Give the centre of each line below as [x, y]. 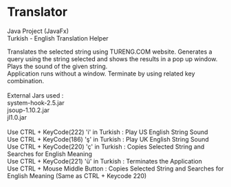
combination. [26, 80]
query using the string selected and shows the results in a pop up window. [112, 58]
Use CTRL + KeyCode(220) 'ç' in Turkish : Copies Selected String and [106, 146]
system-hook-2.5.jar [36, 102]
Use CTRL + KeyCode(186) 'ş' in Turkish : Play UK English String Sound [108, 139]
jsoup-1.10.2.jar [29, 110]
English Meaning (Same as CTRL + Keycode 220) [77, 175]
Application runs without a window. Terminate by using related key [101, 74]
